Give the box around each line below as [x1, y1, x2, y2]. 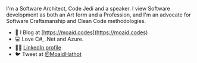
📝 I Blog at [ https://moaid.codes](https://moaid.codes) [14, 29, 148, 36]
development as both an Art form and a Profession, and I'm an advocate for [6, 11, 192, 18]
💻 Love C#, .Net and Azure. [14, 35, 84, 42]
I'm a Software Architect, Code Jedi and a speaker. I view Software [6, 5, 171, 12]
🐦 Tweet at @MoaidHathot [14, 51, 82, 58]
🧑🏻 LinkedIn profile [14, 44, 61, 51]
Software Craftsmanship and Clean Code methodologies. [6, 18, 146, 24]
